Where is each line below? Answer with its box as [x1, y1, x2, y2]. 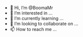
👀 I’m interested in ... [10, 10, 53, 16]
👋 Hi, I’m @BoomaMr [10, 5, 53, 10]
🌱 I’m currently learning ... [10, 15, 64, 21]
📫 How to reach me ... [10, 26, 57, 32]
